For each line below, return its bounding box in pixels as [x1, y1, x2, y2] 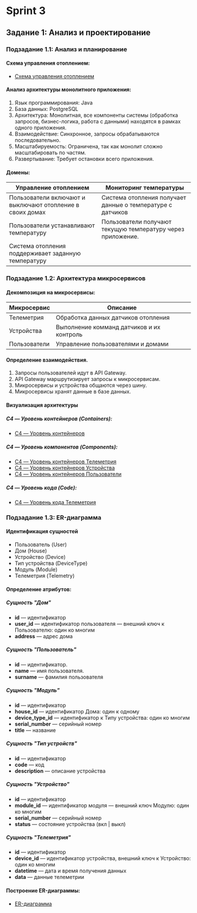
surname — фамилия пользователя [14, 673, 104, 680]
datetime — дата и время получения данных [14, 867, 127, 874]
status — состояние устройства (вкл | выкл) [14, 820, 126, 827]
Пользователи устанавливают [9, 221, 95, 230]
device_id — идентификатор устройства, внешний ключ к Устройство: [14, 855, 191, 862]
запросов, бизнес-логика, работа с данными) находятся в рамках [14, 117, 181, 124]
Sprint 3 [6, 4, 46, 18]
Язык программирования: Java [14, 99, 93, 106]
